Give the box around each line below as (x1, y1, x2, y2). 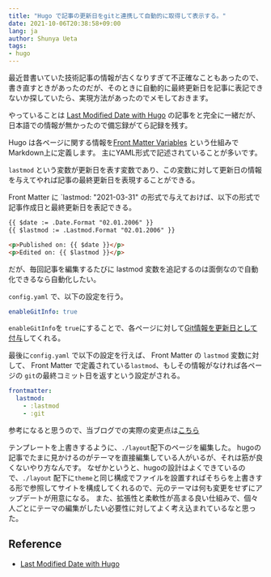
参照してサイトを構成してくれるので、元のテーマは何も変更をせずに (29, 483, 256, 493)
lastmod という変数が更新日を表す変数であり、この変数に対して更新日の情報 (8, 165, 262, 174)
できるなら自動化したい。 (15, 274, 101, 284)
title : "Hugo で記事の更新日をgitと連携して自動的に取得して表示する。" (8, 11, 227, 20)
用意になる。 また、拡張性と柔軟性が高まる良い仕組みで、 (50, 493, 244, 502)
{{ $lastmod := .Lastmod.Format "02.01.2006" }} (8, 226, 176, 234)
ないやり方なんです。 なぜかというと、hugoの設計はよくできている (15, 463, 239, 472)
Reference (8, 537, 62, 551)
